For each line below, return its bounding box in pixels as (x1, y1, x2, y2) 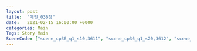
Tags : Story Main (6, 30, 49, 36)
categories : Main (6, 25, 49, 31)
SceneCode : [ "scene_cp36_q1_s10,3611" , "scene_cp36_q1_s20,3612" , (6, 36, 172, 42)
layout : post (6, 8, 38, 15)
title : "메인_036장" (6, 14, 56, 20)
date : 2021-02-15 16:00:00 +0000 (6, 19, 93, 25)
